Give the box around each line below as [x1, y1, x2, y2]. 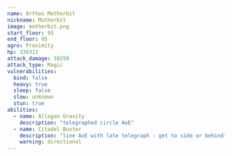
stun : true [13, 100, 45, 107]
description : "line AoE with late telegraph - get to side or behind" [19, 132, 227, 139]
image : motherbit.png [7, 23, 70, 30]
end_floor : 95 [7, 36, 48, 43]
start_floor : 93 [7, 29, 54, 37]
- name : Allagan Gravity [13, 113, 85, 119]
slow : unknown [13, 94, 54, 101]
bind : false [13, 74, 48, 81]
